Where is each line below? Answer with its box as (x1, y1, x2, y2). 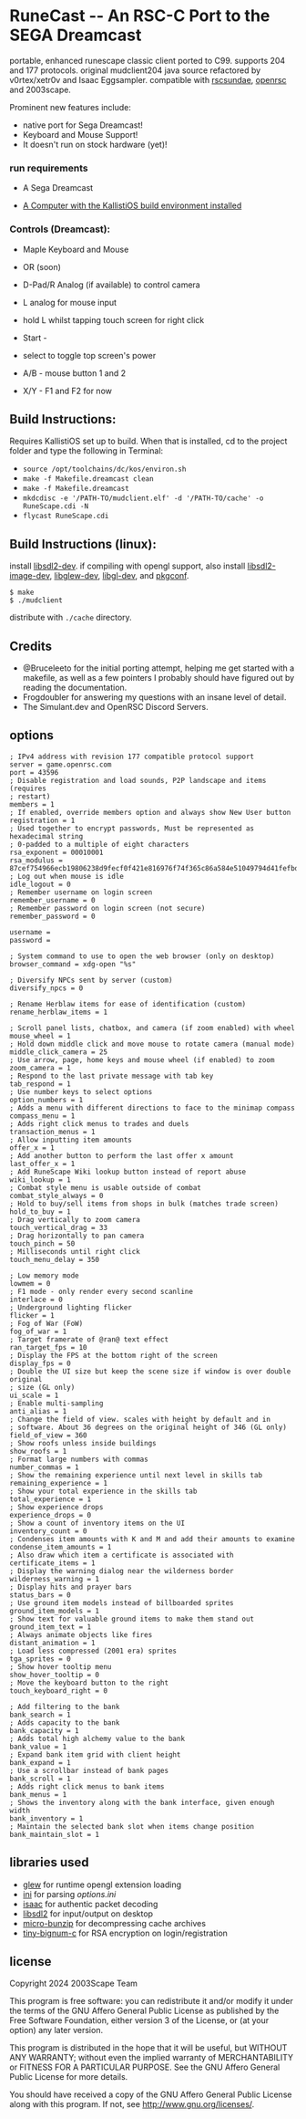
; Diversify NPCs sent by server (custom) (9, 976, 173, 985)
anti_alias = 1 (9, 1406, 67, 1415)
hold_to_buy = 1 (9, 1206, 71, 1216)
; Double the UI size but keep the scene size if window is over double (9, 1366, 291, 1376)
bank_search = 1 (9, 1710, 71, 1719)
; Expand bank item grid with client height (9, 1749, 181, 1759)
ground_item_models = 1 (9, 1606, 100, 1615)
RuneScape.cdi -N (22, 502, 89, 511)
